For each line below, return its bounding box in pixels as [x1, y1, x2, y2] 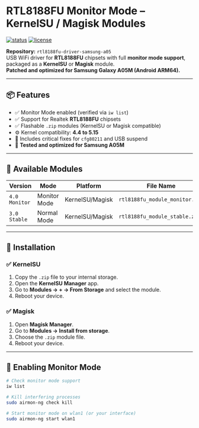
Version [9, 182, 32, 190]
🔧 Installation [6, 242, 56, 252]
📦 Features [6, 90, 50, 100]
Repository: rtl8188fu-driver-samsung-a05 [6, 47, 111, 54]
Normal [37, 208, 58, 217]
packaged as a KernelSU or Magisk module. [6, 60, 115, 67]
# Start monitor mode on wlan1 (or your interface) [6, 410, 136, 416]
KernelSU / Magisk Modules [6, 17, 146, 30]
